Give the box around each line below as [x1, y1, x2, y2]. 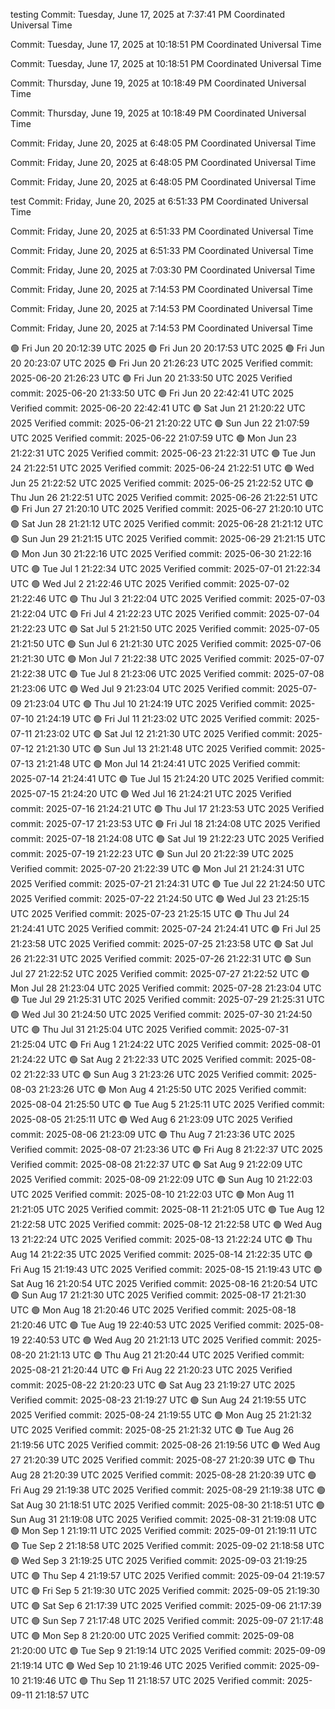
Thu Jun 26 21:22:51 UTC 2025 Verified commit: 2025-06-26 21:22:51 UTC [10, 492, 318, 503]
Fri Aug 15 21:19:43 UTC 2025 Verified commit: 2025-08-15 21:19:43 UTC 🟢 [10, 1264, 323, 1275]
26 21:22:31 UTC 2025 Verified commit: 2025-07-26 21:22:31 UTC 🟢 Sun [10, 953, 312, 964]
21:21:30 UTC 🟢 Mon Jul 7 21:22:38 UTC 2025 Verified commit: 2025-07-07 [10, 653, 325, 664]
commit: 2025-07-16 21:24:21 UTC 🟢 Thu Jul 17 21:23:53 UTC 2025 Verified [10, 803, 325, 814]
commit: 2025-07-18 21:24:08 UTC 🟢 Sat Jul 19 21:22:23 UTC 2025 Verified [10, 833, 325, 844]
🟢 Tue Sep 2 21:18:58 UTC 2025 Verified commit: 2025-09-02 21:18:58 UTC [10, 1540, 325, 1551]
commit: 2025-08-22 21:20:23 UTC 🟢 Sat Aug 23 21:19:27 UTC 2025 [10, 1379, 296, 1391]
